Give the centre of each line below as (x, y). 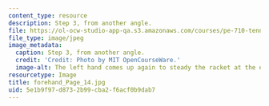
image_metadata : (35, 45)
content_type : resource (48, 16)
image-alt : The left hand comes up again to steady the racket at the (136, 68)
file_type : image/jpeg (46, 38)
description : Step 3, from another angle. (80, 23)
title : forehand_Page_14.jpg (57, 82)
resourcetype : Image (43, 75)
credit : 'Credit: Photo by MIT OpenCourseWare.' (98, 61)
